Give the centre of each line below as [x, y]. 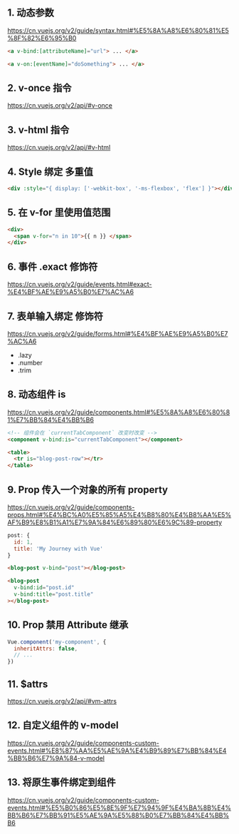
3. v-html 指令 [38, 129]
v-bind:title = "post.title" [54, 594]
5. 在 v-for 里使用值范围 [59, 213]
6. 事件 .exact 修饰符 [53, 266]
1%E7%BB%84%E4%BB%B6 [51, 419]
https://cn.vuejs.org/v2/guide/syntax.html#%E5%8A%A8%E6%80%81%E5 [118, 30]
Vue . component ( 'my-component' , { [57, 642]
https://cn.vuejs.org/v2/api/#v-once [60, 106]
